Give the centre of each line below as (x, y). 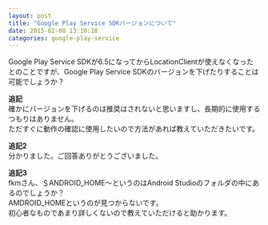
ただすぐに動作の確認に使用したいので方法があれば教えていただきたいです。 (134, 129)
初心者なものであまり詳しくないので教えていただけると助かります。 (120, 213)
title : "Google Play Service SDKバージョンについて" (92, 23)
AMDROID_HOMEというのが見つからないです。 (86, 203)
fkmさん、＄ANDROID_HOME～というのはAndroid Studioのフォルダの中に (130, 183)
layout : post (30, 16)
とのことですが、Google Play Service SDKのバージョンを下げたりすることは (134, 72)
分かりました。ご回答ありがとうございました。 (85, 156)
